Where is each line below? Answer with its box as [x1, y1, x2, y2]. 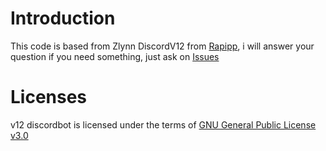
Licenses [10, 86, 88, 109]
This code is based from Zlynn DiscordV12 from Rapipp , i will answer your [10, 40, 315, 52]
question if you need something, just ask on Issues [10, 50, 220, 62]
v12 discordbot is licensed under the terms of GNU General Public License [10, 118, 317, 131]
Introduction [10, 7, 116, 30]
